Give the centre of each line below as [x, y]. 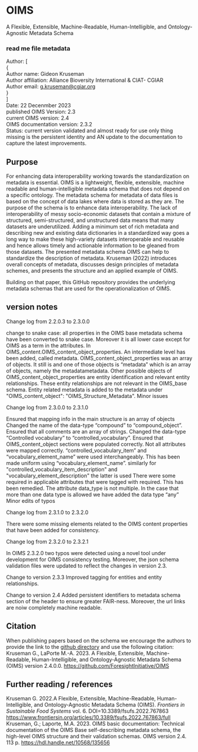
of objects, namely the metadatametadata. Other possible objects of [89, 371]
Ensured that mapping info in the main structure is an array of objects [91, 419]
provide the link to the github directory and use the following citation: [90, 646]
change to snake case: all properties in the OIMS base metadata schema [95, 333]
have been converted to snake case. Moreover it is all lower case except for [98, 339]
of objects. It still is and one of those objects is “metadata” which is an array [98, 364]
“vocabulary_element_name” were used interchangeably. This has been [93, 457]
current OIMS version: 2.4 [38, 118]
